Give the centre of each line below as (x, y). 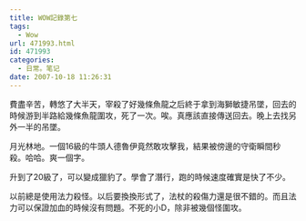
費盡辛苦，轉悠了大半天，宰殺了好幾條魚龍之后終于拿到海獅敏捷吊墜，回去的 (153, 104)
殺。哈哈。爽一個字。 (49, 157)
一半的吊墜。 (41, 126)
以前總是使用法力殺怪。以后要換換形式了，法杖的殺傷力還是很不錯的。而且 (149, 196)
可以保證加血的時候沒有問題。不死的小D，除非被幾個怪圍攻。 (132, 207)
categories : (32, 60)
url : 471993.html (42, 43)
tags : (20, 26)
